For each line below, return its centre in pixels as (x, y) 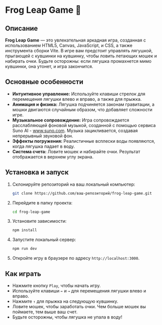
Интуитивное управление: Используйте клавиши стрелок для (79, 94)
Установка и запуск (37, 172)
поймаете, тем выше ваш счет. (45, 312)
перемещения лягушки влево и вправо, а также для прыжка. (77, 99)
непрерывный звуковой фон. (42, 136)
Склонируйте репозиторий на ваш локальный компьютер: (74, 184)
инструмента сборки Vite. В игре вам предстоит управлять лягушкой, (79, 51)
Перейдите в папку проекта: (42, 203)
